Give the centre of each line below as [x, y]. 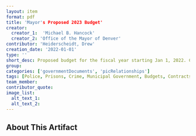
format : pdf [20, 17]
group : [14, 66]
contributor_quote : [30, 88]
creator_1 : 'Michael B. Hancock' [53, 33]
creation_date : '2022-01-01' [41, 50]
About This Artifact [42, 127]
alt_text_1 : [26, 98]
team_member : [22, 82]
